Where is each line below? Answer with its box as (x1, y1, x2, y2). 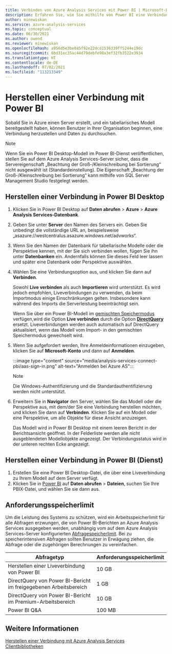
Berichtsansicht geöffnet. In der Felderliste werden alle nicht (12, 430, 140, 436)
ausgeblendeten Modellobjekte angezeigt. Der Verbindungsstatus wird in (12, 435, 167, 441)
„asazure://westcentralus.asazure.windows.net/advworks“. (12, 232, 137, 239)
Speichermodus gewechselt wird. (12, 332, 83, 338)
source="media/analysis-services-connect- (64, 357, 158, 363)
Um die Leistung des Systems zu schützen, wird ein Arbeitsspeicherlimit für (5, 514, 165, 521)
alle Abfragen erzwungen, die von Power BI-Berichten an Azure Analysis (5, 520, 158, 526)
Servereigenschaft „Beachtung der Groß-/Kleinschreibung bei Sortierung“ (5, 161, 161, 167)
